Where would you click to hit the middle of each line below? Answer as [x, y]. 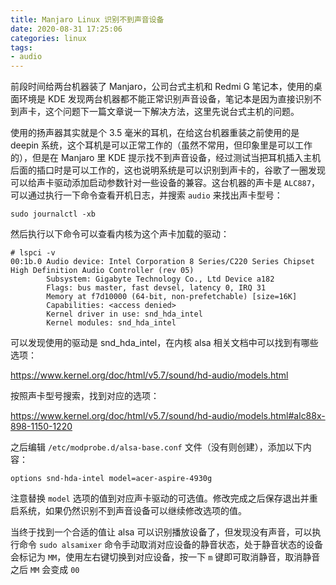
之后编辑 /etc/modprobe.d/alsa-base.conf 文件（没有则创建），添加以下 [156, 447]
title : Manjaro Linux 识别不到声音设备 [87, 19]
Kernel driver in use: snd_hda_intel [124, 314]
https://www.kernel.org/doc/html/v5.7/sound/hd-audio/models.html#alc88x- [168, 416]
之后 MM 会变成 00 [45, 570]
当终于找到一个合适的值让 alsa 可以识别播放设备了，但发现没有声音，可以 [161, 532]
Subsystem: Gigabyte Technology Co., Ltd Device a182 [160, 279]
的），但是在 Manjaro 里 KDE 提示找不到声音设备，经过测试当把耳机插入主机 [166, 158]
